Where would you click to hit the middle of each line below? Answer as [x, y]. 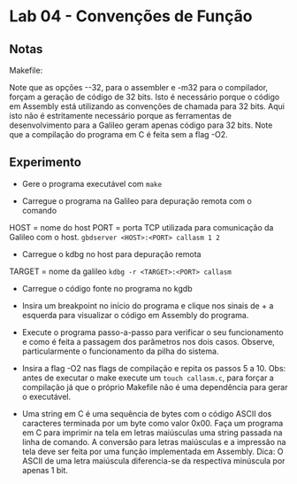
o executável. [46, 396]
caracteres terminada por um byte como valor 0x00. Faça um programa [152, 423]
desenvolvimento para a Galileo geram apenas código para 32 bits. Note [141, 125]
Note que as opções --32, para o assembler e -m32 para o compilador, [138, 87]
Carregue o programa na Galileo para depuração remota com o [137, 200]
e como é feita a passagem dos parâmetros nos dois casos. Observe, [148, 341]
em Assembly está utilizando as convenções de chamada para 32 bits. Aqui [147, 106]
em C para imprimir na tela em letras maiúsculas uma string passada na [152, 433]
